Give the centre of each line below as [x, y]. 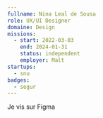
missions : [22, 34]
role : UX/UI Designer [39, 21]
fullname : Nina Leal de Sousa [52, 14]
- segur [25, 87]
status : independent [50, 54]
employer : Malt [42, 60]
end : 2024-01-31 [44, 47]
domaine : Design [31, 27]
